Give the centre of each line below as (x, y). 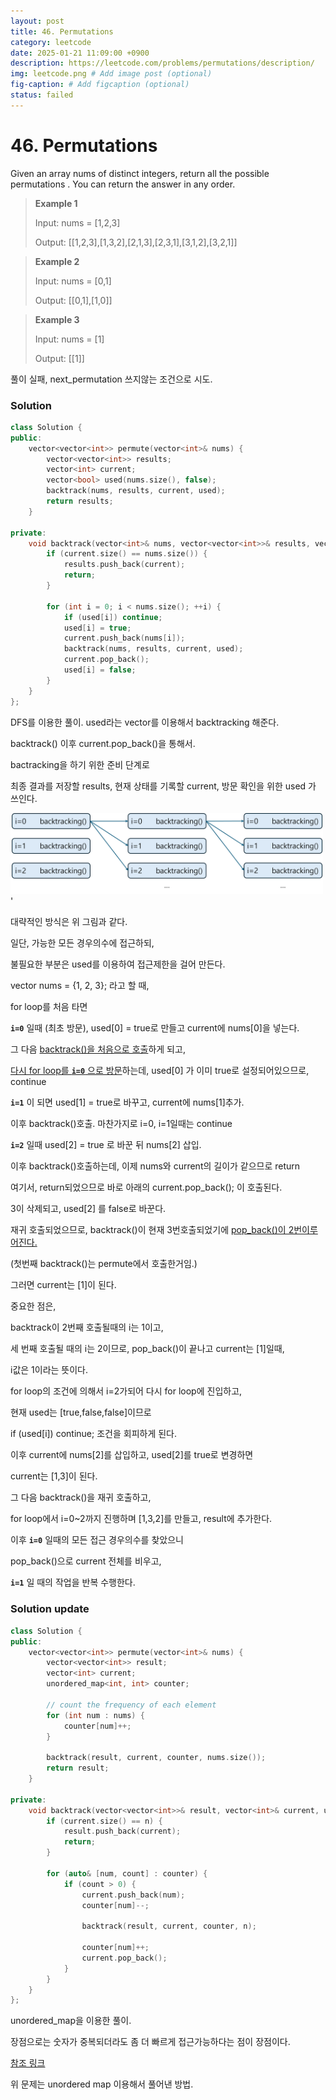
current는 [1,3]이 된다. (54, 1476)
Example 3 (57, 319)
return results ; (80, 501)
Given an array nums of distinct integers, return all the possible (140, 173)
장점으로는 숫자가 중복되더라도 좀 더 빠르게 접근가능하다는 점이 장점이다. (150, 2042)
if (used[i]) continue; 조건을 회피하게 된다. (94, 1434)
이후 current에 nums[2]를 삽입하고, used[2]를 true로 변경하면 (132, 1455)
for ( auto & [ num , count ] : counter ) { (127, 1873)
